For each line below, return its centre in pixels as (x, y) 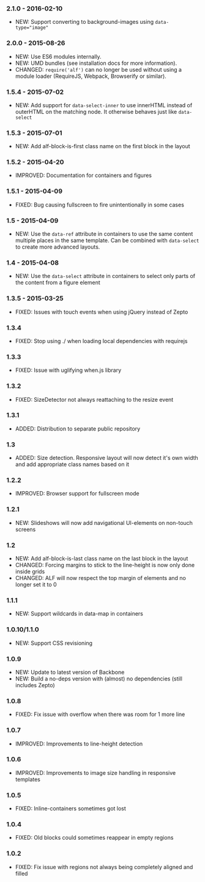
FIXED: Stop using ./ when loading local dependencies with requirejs (101, 341)
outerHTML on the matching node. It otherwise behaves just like (96, 111)
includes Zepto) (35, 685)
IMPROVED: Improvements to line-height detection (79, 744)
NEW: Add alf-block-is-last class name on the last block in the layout (102, 559)
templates (28, 779)
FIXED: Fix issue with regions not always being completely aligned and (104, 867)
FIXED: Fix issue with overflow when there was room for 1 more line (100, 714)
